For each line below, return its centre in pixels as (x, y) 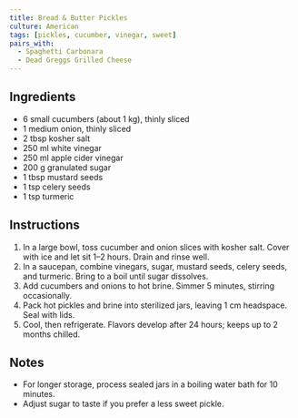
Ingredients (43, 97)
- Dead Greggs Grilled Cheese (74, 60)
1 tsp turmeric (48, 196)
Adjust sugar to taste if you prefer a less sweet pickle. (123, 404)
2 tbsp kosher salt (56, 138)
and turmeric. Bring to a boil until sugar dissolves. (115, 276)
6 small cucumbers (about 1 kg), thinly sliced (106, 118)
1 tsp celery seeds (56, 187)
